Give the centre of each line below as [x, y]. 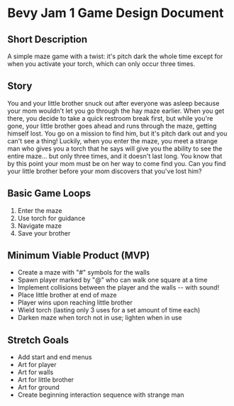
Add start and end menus [55, 357]
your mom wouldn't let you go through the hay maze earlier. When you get [116, 111]
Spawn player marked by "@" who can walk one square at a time [112, 280]
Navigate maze [40, 226]
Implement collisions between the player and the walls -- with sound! [118, 287]
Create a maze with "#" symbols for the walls [84, 273]
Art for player [37, 365]
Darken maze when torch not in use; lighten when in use [100, 318]
